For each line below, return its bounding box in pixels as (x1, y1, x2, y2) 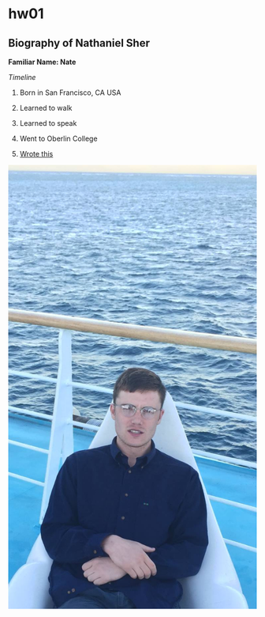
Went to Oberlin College (19, 134, 98, 143)
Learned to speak (19, 119, 77, 127)
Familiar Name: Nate (8, 57, 77, 66)
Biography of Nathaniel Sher (8, 36, 150, 50)
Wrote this (19, 150, 54, 158)
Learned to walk (19, 104, 73, 112)
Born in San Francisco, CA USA (19, 88, 121, 97)
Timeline (8, 73, 36, 81)
